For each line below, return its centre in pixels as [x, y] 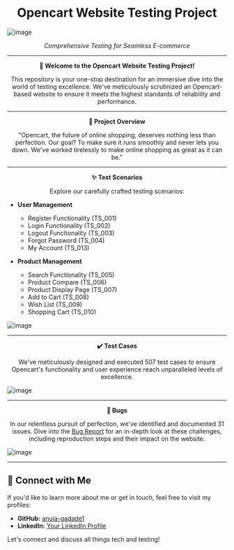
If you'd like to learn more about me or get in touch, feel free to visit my [109, 497]
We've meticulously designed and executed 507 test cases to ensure [117, 362]
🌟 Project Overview [117, 121]
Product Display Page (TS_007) [72, 289]
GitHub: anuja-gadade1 [51, 518]
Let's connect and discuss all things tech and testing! [84, 539]
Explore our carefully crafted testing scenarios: [117, 191]
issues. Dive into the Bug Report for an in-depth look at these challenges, [117, 431]
